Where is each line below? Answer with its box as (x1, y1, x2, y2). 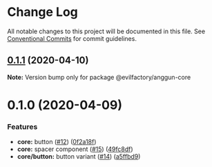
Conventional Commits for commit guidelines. (7, 34, 137, 42)
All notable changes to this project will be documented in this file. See (7, 27, 206, 35)
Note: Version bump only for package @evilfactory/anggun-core (7, 73, 191, 81)
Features (7, 122, 38, 132)
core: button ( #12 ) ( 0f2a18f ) (17, 138, 97, 146)
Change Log (7, 4, 78, 20)
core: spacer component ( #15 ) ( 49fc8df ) (17, 145, 133, 153)
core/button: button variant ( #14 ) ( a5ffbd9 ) (17, 152, 141, 161)
